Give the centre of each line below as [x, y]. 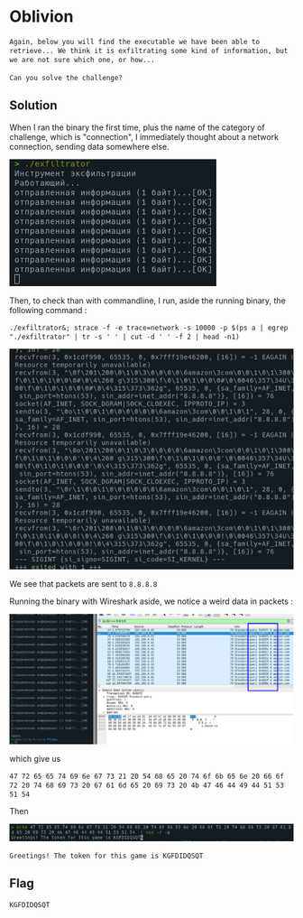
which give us [35, 758]
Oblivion [41, 17]
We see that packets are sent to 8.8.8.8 [83, 583]
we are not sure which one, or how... [82, 60]
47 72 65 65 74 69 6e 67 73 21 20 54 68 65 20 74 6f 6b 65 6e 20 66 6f [147, 776]
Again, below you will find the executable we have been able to [134, 42]
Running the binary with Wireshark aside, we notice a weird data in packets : [151, 601]
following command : [48, 310]
